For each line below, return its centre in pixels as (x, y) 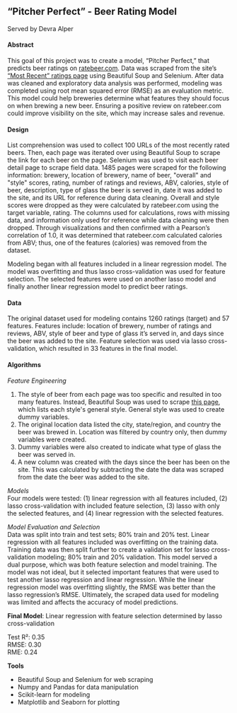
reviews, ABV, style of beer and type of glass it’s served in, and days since (116, 334)
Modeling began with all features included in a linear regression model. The (117, 264)
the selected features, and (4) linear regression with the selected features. (116, 513)
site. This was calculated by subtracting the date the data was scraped (121, 469)
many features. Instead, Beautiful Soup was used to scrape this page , (119, 402)
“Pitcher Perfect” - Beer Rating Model (92, 12)
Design (18, 129)
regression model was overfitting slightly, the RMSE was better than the (111, 587)
